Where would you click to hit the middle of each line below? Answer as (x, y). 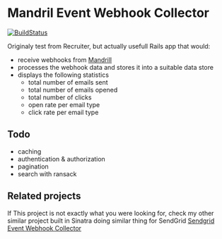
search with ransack (47, 173)
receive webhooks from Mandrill (65, 60)
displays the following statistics (63, 75)
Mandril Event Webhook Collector (109, 13)
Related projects (44, 196)
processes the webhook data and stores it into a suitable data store (116, 67)
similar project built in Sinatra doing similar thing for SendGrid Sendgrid (111, 221)
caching (29, 151)
